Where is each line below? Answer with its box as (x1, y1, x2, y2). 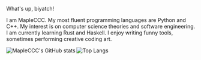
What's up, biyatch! (6, 5, 55, 12)
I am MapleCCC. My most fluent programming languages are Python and (6, 17, 186, 23)
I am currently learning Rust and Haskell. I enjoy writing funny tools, (6, 29, 173, 36)
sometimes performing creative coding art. (6, 36, 112, 42)
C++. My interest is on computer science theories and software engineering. (6, 23, 196, 30)
